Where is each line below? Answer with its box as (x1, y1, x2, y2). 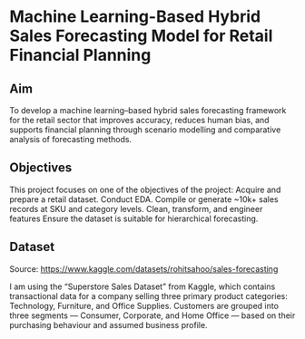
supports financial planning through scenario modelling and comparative (9, 124, 281, 135)
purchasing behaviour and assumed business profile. (9, 319, 208, 330)
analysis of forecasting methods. (9, 134, 133, 144)
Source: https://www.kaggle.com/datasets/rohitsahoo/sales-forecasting (9, 263, 279, 274)
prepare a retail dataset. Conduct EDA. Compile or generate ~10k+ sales (9, 193, 279, 205)
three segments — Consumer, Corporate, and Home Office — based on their (9, 310, 296, 321)
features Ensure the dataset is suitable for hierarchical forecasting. (9, 213, 259, 224)
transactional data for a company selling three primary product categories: (9, 290, 289, 301)
